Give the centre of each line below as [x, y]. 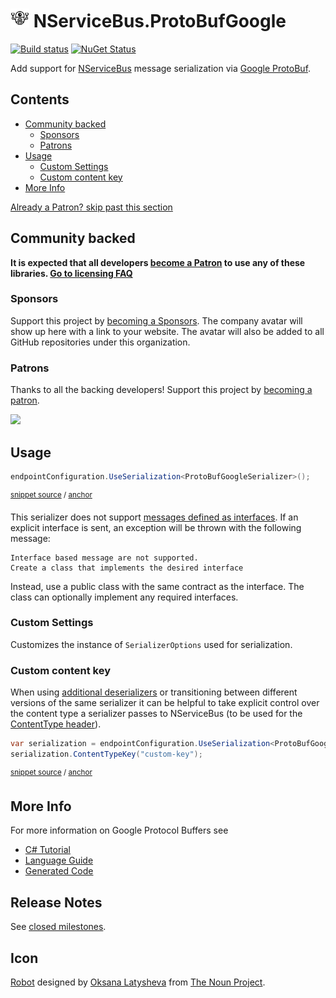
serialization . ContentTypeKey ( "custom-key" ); [106, 754]
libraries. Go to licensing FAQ [71, 273]
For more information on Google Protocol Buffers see [119, 830]
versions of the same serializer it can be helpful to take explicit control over [165, 703]
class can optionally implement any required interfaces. [124, 597]
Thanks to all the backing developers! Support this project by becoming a [161, 390]
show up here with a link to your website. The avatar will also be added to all [167, 331]
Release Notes [56, 902]
